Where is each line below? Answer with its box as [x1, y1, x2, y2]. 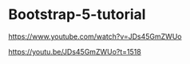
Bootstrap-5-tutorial [8, 6, 146, 24]
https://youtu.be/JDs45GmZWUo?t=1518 [8, 47, 141, 56]
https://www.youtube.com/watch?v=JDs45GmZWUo [8, 32, 182, 41]
